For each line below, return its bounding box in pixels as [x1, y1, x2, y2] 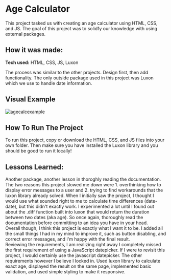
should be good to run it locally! [5, 148, 72, 154]
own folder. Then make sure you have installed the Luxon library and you [5, 142, 158, 148]
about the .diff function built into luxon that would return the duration [5, 209, 150, 215]
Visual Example [5, 95, 56, 104]
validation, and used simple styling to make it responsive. [5, 269, 126, 275]
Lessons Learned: [5, 162, 64, 171]
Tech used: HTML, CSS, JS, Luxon [5, 59, 79, 66]
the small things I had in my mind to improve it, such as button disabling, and [5, 231, 166, 237]
